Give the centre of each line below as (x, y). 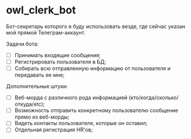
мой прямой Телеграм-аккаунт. (46, 32)
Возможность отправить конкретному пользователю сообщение (96, 110)
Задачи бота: (23, 44)
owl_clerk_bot (41, 10)
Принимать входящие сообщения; (58, 55)
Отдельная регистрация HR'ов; (54, 130)
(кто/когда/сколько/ (154, 98)
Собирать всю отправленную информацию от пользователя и (93, 68)
